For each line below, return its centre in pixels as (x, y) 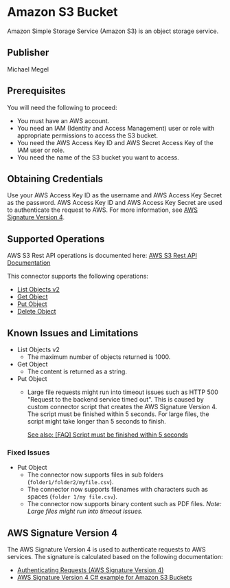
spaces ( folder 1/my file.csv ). (72, 497)
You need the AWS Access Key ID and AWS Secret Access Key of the (115, 142)
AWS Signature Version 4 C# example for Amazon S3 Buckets (104, 578)
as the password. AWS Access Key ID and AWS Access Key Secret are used (115, 203)
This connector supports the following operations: (78, 276)
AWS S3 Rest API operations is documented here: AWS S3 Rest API (102, 256)
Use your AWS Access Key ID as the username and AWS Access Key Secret (115, 195)
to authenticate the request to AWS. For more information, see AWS (102, 210)
